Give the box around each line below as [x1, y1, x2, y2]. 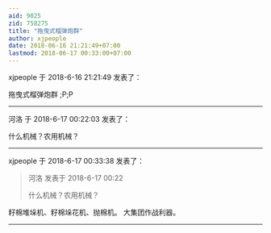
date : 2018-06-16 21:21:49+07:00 [8, 42, 121, 50]
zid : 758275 [8, 19, 48, 27]
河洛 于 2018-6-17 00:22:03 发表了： [8, 114, 131, 123]
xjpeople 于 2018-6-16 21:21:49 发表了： [8, 73, 142, 81]
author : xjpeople [8, 34, 67, 43]
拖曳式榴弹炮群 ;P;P [8, 89, 74, 99]
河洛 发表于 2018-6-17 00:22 [27, 173, 123, 182]
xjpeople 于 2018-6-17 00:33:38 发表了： [8, 156, 145, 165]
